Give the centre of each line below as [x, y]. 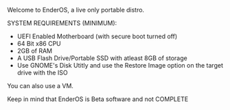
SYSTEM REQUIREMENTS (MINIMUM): [62, 23]
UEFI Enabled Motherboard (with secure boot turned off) [97, 36]
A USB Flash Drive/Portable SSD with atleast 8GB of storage [102, 58]
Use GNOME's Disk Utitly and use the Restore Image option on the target [120, 65]
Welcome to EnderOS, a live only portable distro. [76, 10]
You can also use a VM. [41, 86]
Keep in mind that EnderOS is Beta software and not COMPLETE [98, 99]
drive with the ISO [42, 72]
